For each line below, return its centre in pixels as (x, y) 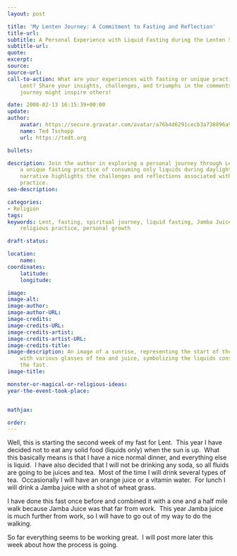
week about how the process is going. (63, 545)
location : (22, 254)
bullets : (20, 150)
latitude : (35, 273)
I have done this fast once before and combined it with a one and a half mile (117, 501)
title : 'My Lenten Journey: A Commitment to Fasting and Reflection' (112, 26)
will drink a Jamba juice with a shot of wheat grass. (82, 488)
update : (19, 111)
